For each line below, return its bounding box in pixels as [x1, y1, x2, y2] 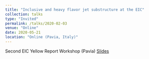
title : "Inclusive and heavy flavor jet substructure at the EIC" [5, 7, 145, 12]
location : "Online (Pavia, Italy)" [5, 35, 78, 40]
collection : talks [5, 12, 43, 17]
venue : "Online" [5, 26, 38, 30]
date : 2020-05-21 [5, 30, 41, 35]
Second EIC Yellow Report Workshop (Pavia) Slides [5, 48, 110, 54]
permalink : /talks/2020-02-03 [5, 21, 68, 26]
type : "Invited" [5, 16, 38, 21]
